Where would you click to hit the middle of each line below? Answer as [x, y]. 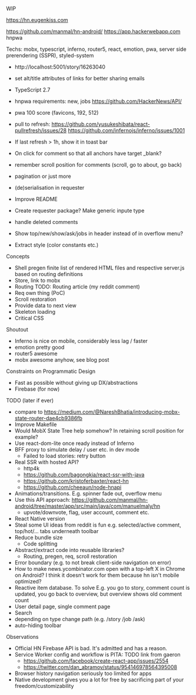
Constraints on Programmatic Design [51, 371]
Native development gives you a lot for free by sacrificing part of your [99, 680]
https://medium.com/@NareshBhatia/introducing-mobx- [112, 412]
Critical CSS [29, 318]
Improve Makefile [36, 424]
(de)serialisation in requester [49, 188]
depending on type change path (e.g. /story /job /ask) [80, 619]
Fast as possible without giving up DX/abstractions [76, 383]
